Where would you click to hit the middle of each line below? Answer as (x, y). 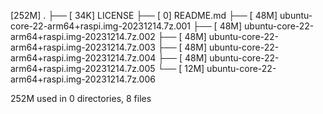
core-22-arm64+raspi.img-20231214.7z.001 (100, 26)
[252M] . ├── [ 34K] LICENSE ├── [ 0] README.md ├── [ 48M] (144, 15)
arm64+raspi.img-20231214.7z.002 (83, 36)
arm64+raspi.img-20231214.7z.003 (83, 47)
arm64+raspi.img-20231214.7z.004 (83, 58)
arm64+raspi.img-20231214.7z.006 (83, 79)
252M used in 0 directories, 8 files (81, 98)
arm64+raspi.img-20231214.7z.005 (83, 68)
